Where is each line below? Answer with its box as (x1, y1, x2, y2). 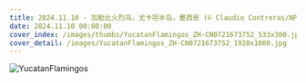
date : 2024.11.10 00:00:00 (9, 22, 112, 31)
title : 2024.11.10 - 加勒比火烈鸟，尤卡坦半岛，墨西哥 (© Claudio (9, 13, 245, 23)
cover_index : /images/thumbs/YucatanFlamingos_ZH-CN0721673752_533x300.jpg (9, 30, 303, 39)
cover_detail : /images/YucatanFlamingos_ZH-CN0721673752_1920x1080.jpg (9, 38, 287, 48)
